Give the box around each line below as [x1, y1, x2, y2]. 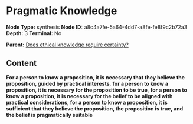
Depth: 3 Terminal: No [6, 29, 62, 36]
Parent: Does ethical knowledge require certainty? [6, 41, 129, 48]
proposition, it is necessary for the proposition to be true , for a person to [6, 86, 188, 93]
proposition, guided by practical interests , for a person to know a [6, 80, 169, 87]
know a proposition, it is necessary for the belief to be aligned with [6, 92, 173, 99]
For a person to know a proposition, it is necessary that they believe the [6, 73, 185, 81]
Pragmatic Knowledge [6, 4, 117, 18]
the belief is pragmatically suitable [6, 111, 93, 118]
